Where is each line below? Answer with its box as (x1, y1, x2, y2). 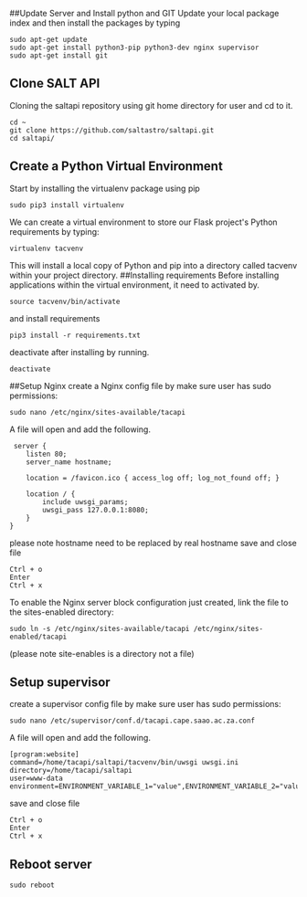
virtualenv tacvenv (9, 244, 84, 253)
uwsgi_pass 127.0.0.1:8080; (42, 505, 149, 514)
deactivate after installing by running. (9, 346, 150, 357)
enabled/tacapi (9, 632, 68, 641)
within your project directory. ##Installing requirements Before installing (9, 269, 280, 280)
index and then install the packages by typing (9, 17, 181, 28)
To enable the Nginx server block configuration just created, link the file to (9, 596, 290, 607)
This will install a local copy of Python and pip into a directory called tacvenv (9, 259, 298, 270)
